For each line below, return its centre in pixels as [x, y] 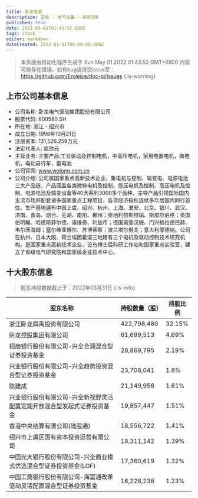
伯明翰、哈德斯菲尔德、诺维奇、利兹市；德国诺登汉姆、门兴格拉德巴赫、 [102, 222]
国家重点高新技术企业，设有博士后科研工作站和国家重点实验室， [108, 244]
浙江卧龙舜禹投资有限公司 [45, 324]
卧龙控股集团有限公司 [39, 335]
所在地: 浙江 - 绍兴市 [39, 126]
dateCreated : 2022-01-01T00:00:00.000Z [55, 45]
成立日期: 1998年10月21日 [45, 134]
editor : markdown [27, 39]
